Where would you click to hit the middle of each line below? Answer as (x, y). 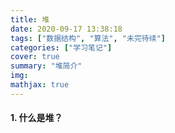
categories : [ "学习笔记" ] (61, 47)
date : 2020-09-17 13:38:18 (66, 29)
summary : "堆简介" (46, 66)
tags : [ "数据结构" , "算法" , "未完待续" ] (88, 38)
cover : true (35, 57)
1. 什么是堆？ (36, 118)
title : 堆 (30, 19)
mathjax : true (40, 85)
